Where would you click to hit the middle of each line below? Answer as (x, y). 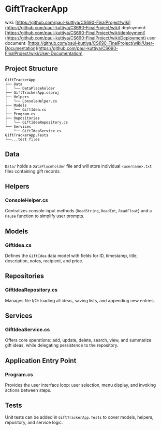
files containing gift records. (33, 171)
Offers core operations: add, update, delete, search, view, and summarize (78, 340)
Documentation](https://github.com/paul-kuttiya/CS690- (62, 48)
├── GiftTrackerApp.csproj (32, 93)
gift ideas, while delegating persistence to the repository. (62, 345)
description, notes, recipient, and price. (44, 260)
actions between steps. (28, 390)
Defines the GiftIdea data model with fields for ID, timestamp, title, (71, 256)
